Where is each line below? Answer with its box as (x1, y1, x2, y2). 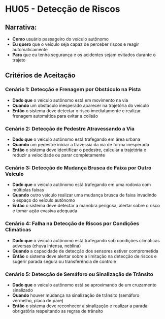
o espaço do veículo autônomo (12, 197, 75, 203)
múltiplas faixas (12, 187, 44, 193)
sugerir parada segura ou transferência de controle (12, 258, 117, 264)
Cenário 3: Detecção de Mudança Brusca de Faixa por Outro (5, 164, 152, 171)
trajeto (12, 57, 26, 63)
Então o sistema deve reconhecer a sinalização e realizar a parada (12, 303, 148, 309)
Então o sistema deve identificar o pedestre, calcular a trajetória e (12, 147, 147, 153)
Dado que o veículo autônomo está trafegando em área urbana (12, 136, 140, 142)
